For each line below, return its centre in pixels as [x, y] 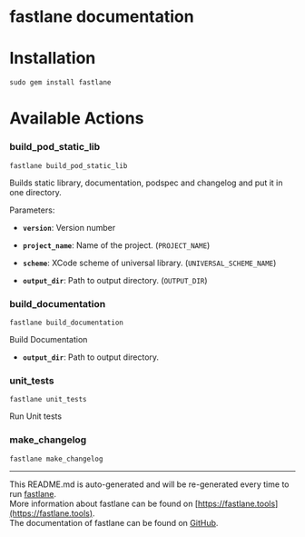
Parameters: [32, 210]
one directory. [35, 192]
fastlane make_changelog [56, 459]
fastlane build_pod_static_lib [69, 165]
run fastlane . [33, 493]
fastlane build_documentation [67, 323]
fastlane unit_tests [49, 400]
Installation [53, 59]
